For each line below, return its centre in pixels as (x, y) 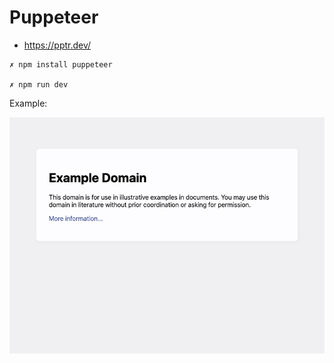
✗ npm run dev (39, 84)
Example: (28, 103)
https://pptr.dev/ (57, 45)
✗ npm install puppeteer (61, 64)
